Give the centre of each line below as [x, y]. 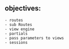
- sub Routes [19, 24]
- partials [16, 33]
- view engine [20, 29]
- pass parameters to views [34, 38]
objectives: [23, 8]
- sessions [16, 42]
